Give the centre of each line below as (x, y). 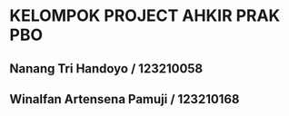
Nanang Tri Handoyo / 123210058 (106, 68)
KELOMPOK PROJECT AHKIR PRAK (145, 16)
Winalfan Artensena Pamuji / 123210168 (125, 99)
